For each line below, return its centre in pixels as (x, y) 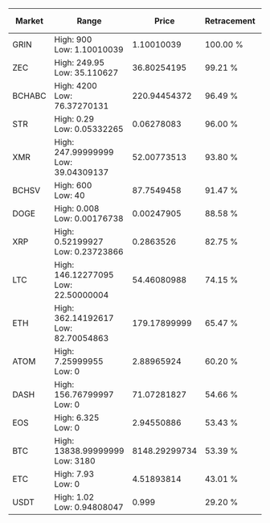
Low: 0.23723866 (89, 251)
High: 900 (73, 39)
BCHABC (29, 96)
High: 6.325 (77, 418)
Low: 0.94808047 (89, 507)
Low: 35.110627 (86, 73)
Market (29, 21)
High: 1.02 (74, 497)
